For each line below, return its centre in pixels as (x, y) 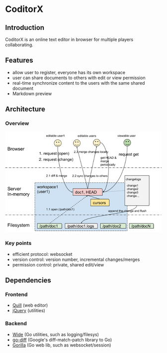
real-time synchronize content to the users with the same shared (79, 83)
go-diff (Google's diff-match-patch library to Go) (62, 340)
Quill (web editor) (30, 305)
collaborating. (19, 45)
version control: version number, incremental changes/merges (76, 259)
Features (19, 60)
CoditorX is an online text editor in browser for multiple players (69, 39)
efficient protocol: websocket (42, 254)
